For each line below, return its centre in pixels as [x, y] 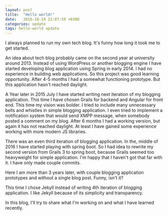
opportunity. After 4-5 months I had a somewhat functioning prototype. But [83, 79]
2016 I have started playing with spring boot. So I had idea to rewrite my [79, 147]
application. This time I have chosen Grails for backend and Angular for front [84, 100]
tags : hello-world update [32, 29]
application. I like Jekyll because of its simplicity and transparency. [74, 193]
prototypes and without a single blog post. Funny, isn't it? [64, 178]
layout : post [19, 10]
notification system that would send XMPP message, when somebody [77, 116]
